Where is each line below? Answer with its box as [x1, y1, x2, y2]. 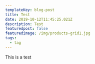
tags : [5, 36, 16, 41]
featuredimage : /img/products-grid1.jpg [5, 31, 91, 36]
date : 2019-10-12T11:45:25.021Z [5, 17, 72, 22]
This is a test [5, 54, 31, 60]
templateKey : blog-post [5, 7, 55, 13]
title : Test [5, 12, 30, 17]
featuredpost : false [5, 26, 48, 31]
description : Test [5, 21, 43, 27]
